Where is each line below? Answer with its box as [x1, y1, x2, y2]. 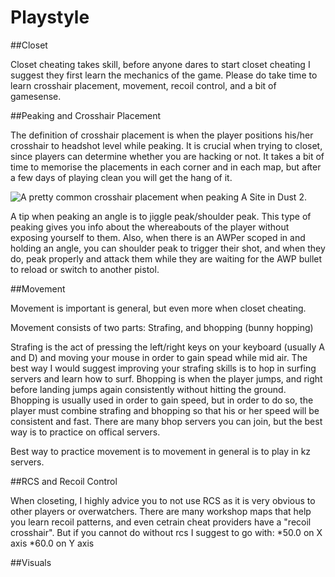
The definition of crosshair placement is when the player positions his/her [10, 129, 314, 141]
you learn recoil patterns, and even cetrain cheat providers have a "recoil [10, 516, 312, 528]
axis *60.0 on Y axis [10, 537, 95, 549]
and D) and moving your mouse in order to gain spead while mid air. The [10, 351, 308, 363]
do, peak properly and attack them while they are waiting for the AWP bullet [10, 252, 323, 265]
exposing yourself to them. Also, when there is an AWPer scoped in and [10, 231, 306, 243]
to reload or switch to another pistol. [10, 263, 160, 275]
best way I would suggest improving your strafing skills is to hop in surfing [10, 362, 317, 374]
